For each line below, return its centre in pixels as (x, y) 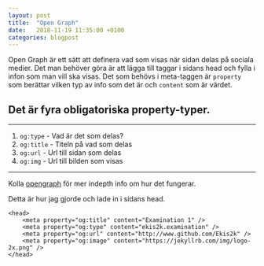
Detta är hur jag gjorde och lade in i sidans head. (87, 199)
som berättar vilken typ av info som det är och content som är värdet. (121, 85)
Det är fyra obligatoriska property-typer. (109, 110)
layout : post (29, 15)
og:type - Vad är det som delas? (71, 136)
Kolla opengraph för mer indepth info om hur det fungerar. (102, 184)
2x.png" (21, 248)
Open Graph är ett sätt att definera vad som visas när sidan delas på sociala (131, 60)
